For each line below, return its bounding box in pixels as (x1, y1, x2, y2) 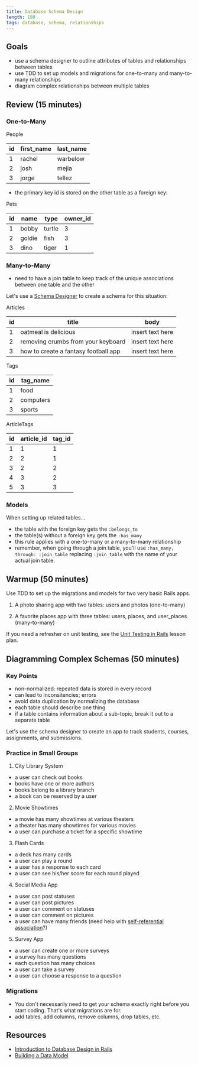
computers (20, 396, 51, 404)
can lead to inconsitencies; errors (14, 691, 96, 698)
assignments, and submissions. (6, 734, 83, 741)
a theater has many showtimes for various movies (14, 822, 136, 829)
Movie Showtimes (14, 804, 59, 811)
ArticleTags (6, 421, 34, 428)
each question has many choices (14, 960, 96, 967)
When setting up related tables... (6, 514, 86, 521)
